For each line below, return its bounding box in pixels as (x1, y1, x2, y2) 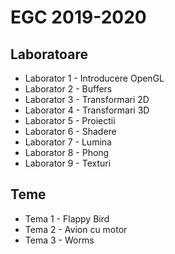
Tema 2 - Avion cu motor (24, 223, 128, 235)
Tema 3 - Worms (24, 234, 95, 246)
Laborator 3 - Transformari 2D (24, 94, 150, 105)
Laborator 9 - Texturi (24, 157, 112, 169)
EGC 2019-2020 (10, 6, 147, 29)
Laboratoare (10, 46, 88, 63)
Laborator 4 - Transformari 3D (24, 104, 150, 116)
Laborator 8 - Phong (24, 147, 110, 158)
